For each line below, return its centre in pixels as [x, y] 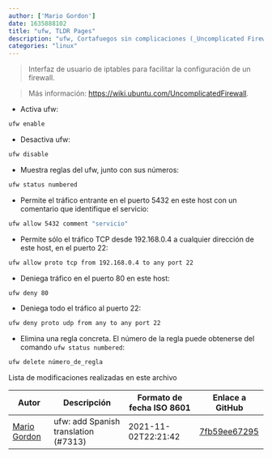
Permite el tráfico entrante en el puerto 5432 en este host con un [128, 200]
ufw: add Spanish [87, 422]
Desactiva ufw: [45, 139]
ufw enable [27, 124]
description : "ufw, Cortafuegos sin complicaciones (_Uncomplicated [126, 39]
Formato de [160, 398]
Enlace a [229, 398]
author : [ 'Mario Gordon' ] [52, 16]
